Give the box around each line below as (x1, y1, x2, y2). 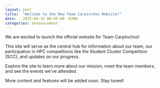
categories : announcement (5, 20, 58, 26)
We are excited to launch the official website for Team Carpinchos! (5, 34, 140, 40)
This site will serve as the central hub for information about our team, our (5, 43, 153, 49)
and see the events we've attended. (5, 69, 78, 74)
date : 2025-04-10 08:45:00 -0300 (5, 16, 78, 21)
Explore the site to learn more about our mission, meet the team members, (5, 63, 156, 69)
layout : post (5, 7, 32, 12)
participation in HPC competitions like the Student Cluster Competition (5, 49, 147, 54)
